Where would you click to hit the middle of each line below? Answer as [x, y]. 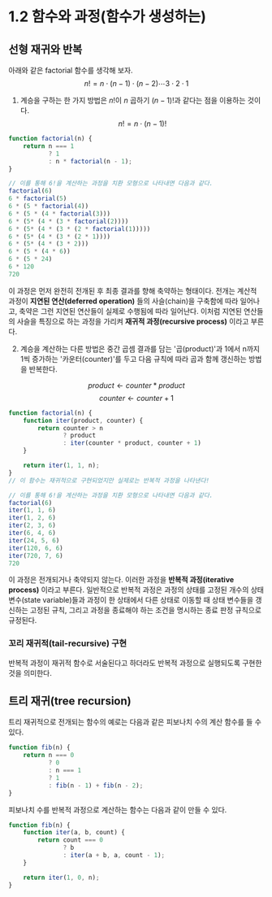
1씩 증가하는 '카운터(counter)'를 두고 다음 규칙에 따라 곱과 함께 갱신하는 [134, 359]
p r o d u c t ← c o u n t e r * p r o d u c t [136, 385]
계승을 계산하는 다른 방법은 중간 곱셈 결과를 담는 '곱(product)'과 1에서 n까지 [140, 348]
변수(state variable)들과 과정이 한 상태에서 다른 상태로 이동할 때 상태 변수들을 [131, 600]
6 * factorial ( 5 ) [38, 199]
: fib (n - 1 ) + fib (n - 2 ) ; [96, 786]
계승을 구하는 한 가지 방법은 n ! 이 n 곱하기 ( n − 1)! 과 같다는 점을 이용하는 [133, 100]
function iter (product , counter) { [83, 420]
